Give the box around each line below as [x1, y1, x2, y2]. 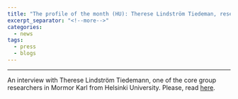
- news [13, 30, 33, 37]
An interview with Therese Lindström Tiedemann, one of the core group [7, 76, 217, 84]
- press [13, 43, 37, 50]
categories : [7, 23, 42, 30]
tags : [7, 37, 23, 44]
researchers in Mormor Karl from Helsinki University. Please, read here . [7, 83, 216, 92]
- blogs [13, 50, 37, 57]
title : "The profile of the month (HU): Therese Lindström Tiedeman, [7, 10, 217, 18]
